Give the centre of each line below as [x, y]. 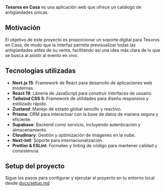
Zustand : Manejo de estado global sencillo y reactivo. [67, 109]
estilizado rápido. [30, 103]
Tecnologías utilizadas [40, 71]
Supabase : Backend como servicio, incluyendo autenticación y [76, 125]
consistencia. [26, 151]
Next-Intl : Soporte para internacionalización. [58, 140]
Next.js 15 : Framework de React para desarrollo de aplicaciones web [82, 83]
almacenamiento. [30, 129]
